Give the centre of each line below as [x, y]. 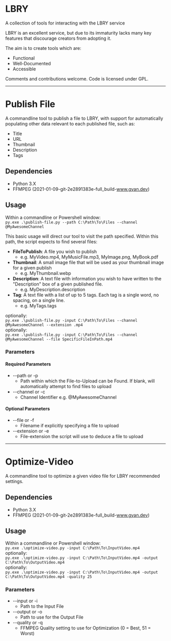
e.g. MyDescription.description [53, 289]
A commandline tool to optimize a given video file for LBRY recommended [83, 476]
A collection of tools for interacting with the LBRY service [65, 23]
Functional [24, 58]
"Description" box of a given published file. [58, 284]
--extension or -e [31, 431]
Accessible [24, 69]
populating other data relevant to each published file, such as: [70, 123]
